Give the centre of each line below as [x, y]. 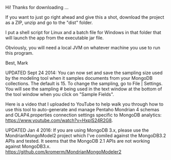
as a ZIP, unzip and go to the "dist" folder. [49, 23]
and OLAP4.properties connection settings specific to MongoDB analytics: [83, 115]
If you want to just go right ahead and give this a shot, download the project [85, 17]
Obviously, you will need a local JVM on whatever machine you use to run [83, 47]
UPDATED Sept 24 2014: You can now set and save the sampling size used [84, 73]
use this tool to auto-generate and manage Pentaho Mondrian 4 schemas [82, 109]
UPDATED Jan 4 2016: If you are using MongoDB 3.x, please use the [77, 130]
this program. [19, 53]
